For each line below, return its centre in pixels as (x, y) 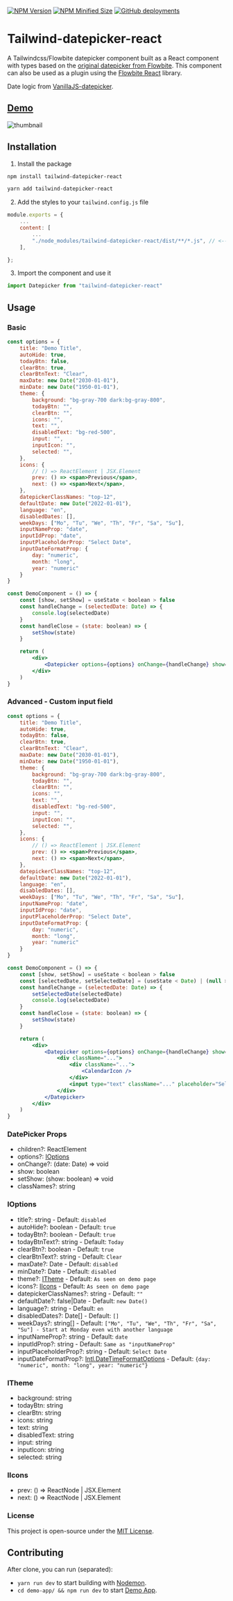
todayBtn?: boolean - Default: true (66, 1234)
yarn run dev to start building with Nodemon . (82, 1583)
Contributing (35, 1553)
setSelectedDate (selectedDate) (77, 994)
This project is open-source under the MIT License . (81, 1531)
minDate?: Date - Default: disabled (67, 1271)
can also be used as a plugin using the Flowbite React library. (95, 72)
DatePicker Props (37, 1134)
